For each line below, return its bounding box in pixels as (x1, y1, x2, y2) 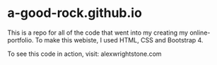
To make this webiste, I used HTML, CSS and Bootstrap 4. (35, 35, 204, 44)
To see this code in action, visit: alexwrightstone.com (7, 49, 162, 58)
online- (189, 28, 211, 37)
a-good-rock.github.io (7, 5, 143, 21)
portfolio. (7, 35, 34, 44)
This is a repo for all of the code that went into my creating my (7, 28, 189, 37)
